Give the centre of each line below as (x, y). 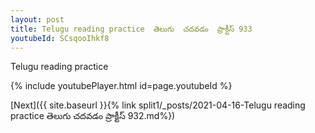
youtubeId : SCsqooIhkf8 (60, 38)
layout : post (37, 19)
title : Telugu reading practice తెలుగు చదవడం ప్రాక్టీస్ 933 (131, 29)
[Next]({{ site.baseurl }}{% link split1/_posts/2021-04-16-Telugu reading (158, 105)
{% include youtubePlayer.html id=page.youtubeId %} (121, 86)
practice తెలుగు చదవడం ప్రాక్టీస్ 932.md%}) (93, 116)
